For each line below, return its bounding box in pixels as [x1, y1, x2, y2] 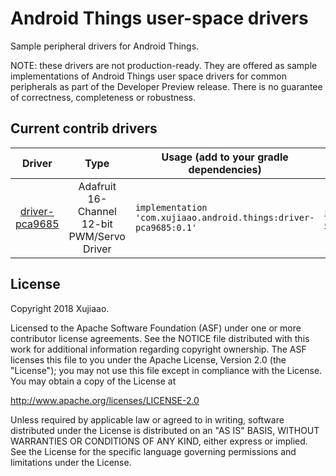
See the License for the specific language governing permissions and [10, 445, 297, 457]
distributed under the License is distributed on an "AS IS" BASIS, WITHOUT [10, 424, 320, 436]
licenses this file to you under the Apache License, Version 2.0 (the [10, 353, 287, 366]
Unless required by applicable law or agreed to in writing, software [10, 413, 285, 426]
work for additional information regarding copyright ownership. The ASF [10, 343, 307, 355]
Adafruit [78, 179, 117, 193]
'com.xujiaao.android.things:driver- [134, 212, 315, 223]
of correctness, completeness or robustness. [10, 91, 196, 103]
